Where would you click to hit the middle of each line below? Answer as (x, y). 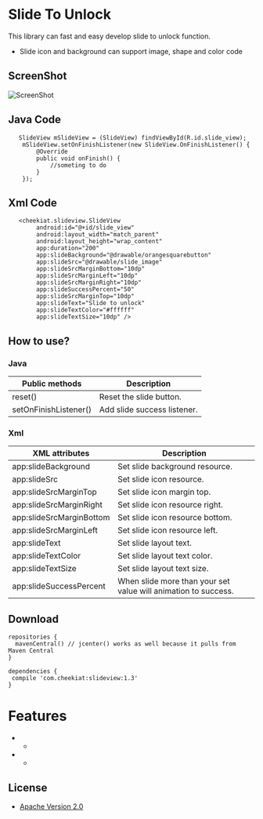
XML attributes (61, 453)
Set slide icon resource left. (168, 530)
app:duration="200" (68, 249)
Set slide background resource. (175, 467)
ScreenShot (38, 76)
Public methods (52, 384)
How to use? (39, 341)
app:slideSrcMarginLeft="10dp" (87, 276)
